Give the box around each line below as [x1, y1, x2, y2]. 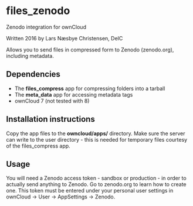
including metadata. [6, 52, 54, 59]
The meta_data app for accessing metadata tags [14, 91, 133, 98]
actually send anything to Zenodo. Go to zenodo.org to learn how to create [6, 181, 187, 188]
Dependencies [6, 69, 60, 80]
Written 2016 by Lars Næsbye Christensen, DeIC [6, 35, 123, 42]
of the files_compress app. [6, 142, 70, 149]
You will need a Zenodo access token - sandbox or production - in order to [6, 174, 187, 182]
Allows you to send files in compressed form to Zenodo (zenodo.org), [6, 46, 174, 53]
